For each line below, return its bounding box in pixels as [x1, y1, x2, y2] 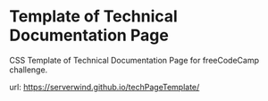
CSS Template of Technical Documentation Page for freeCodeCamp [9, 55, 259, 65]
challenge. [9, 64, 48, 75]
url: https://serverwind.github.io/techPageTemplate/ [9, 81, 200, 92]
